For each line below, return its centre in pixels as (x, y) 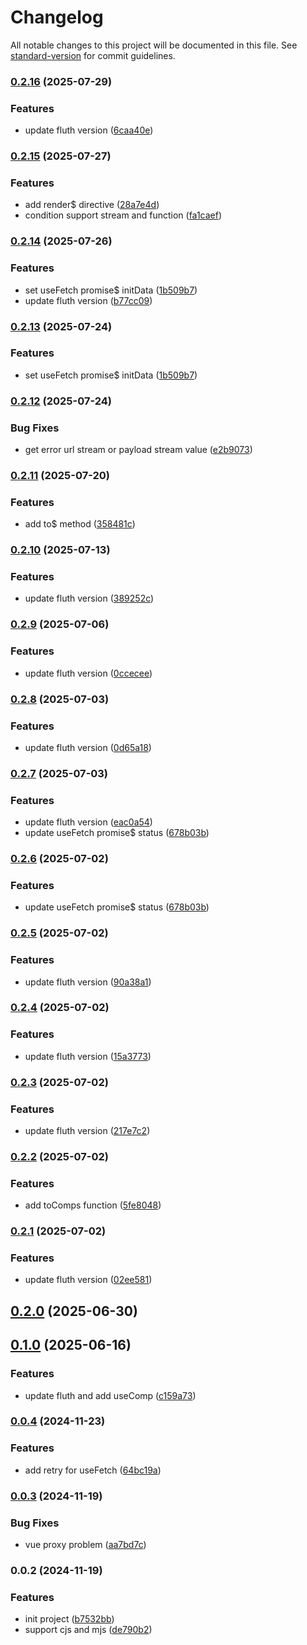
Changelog (57, 17)
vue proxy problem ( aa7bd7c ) (85, 1544)
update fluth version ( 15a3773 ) (88, 1056)
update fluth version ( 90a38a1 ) (88, 982)
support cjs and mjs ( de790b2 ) (88, 1630)
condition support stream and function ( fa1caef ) (123, 215)
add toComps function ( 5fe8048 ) (93, 1205)
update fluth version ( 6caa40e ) (89, 130)
